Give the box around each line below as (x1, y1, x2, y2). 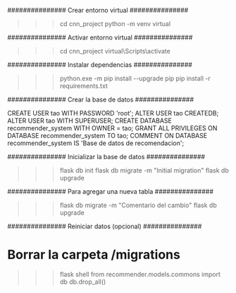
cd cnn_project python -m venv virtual (59, 20, 171, 27)
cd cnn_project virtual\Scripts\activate (59, 47, 170, 55)
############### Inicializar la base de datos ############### (7, 153, 206, 161)
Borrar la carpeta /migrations (7, 247, 181, 263)
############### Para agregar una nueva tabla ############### (7, 187, 213, 196)
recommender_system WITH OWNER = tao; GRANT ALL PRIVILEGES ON (7, 124, 218, 132)
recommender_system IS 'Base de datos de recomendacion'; (7, 139, 185, 147)
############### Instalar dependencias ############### (7, 61, 192, 69)
